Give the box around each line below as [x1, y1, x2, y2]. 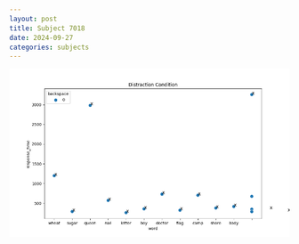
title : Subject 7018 [9, 23, 86, 33]
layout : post [9, 14, 58, 23]
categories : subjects [9, 43, 90, 52]
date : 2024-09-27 [9, 33, 74, 42]
